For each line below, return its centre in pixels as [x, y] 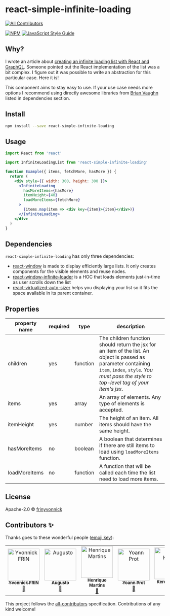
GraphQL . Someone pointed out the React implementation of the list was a [83, 66]
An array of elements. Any [130, 397]
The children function [125, 338]
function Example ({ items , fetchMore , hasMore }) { [61, 172]
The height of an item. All [129, 418]
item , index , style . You [126, 370]
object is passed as [122, 357]
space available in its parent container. [53, 293]
